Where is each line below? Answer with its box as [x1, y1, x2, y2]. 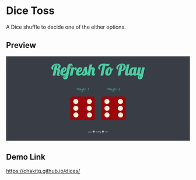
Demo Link [6, 152, 45, 162]
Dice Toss [6, 4, 55, 18]
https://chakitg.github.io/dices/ [6, 168, 80, 175]
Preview [6, 40, 37, 50]
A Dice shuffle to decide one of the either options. [6, 23, 127, 30]
